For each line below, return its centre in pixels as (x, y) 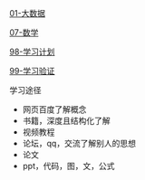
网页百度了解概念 (54, 109)
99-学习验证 (32, 71)
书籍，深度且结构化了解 (66, 121)
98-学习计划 (32, 52)
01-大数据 (27, 13)
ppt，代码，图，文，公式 (68, 166)
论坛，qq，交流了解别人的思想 (79, 143)
